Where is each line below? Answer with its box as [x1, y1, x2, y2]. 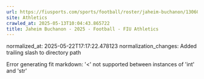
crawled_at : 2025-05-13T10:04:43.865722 [6, 20, 110, 26]
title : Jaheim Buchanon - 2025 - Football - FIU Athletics [6, 26, 159, 32]
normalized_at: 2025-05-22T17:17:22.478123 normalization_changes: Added [6, 43, 197, 50]
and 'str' [6, 67, 27, 75]
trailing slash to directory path [6, 49, 81, 57]
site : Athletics [6, 15, 47, 21]
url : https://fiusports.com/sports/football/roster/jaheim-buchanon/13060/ [6, 9, 202, 15]
